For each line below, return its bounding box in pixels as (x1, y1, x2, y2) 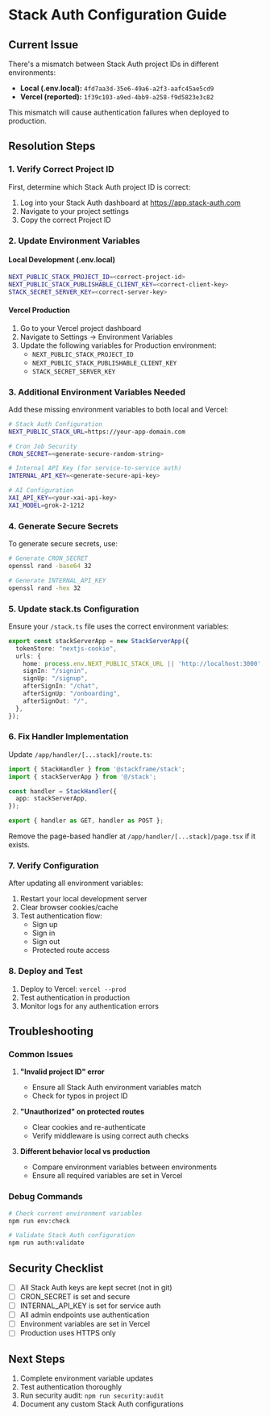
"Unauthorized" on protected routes (19, 1107, 145, 1117)
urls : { (15, 652, 42, 660)
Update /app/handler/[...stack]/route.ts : (8, 749, 153, 759)
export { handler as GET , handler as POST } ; (8, 817, 164, 825)
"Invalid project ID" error (19, 1067, 105, 1076)
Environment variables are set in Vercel (19, 1319, 151, 1329)
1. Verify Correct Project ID (8, 164, 114, 175)
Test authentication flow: (19, 911, 102, 921)
